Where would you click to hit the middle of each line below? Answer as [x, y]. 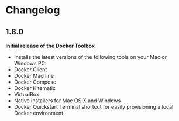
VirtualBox [26, 94]
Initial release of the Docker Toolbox [50, 46]
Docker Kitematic [35, 88]
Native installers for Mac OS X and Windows [67, 101]
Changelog [33, 10]
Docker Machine [34, 76]
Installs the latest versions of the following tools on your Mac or [90, 57]
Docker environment [39, 113]
